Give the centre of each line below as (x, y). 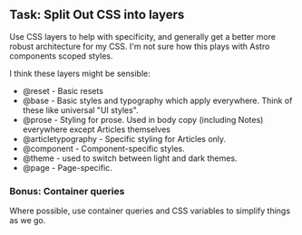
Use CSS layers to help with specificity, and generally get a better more (143, 36)
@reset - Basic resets (63, 90)
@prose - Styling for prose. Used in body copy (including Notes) (143, 119)
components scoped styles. (61, 56)
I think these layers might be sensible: (80, 73)
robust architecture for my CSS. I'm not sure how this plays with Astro (140, 46)
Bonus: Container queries (67, 191)
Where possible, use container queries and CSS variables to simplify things (150, 211)
